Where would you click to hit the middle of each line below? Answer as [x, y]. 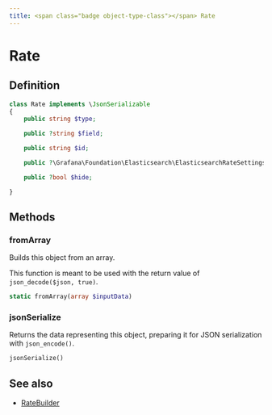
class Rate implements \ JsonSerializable [80, 104]
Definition [34, 86]
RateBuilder [40, 403]
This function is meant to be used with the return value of [105, 273]
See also [31, 383]
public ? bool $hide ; [58, 177]
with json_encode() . [42, 343]
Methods [32, 218]
